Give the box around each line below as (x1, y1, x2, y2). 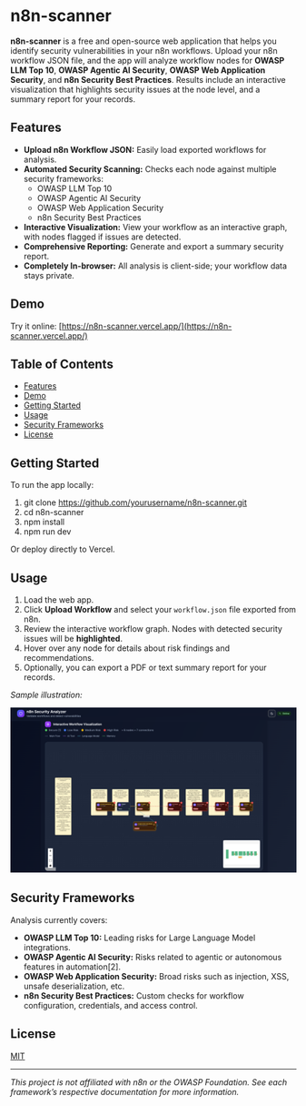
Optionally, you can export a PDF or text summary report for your (23, 662, 267, 673)
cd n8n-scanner (23, 507, 84, 518)
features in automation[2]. (23, 961, 122, 972)
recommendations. (23, 653, 94, 663)
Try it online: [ (10, 320, 63, 331)
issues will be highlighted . (23, 634, 123, 644)
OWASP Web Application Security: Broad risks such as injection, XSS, (23, 970, 290, 981)
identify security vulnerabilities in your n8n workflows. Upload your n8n (10, 45, 278, 56)
